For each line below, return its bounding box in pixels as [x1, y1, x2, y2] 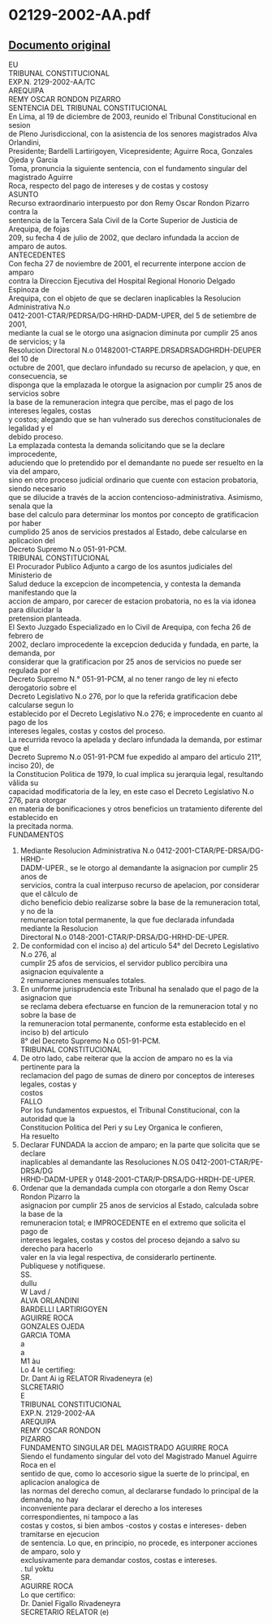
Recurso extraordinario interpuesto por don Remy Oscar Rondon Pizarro [8, 198, 250, 208]
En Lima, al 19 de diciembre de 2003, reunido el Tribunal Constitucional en [8, 112, 257, 121]
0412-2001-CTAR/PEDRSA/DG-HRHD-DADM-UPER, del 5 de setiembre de [8, 311, 257, 320]
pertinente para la [19, 1062, 80, 1072]
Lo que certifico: [19, 1590, 76, 1600]
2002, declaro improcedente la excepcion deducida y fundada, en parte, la [8, 639, 259, 649]
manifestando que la [8, 588, 77, 597]
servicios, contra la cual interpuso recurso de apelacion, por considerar [19, 880, 260, 889]
